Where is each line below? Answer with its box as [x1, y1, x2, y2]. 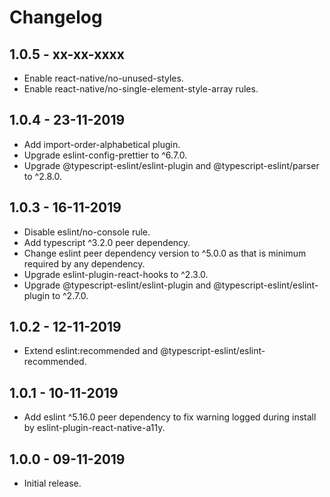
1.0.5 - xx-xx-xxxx [9, 46, 125, 63]
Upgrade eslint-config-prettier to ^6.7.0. [23, 149, 188, 161]
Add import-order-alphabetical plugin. [23, 138, 181, 150]
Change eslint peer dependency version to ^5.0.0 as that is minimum [23, 247, 307, 259]
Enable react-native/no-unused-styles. [23, 72, 184, 84]
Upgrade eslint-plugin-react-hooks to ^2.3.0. [23, 268, 209, 280]
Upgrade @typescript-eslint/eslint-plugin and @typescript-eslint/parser [23, 159, 320, 171]
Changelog [9, 6, 103, 29]
